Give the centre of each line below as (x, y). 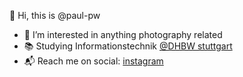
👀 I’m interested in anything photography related (123, 34)
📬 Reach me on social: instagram (93, 61)
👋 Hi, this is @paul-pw (55, 15)
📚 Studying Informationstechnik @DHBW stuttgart (128, 46)
